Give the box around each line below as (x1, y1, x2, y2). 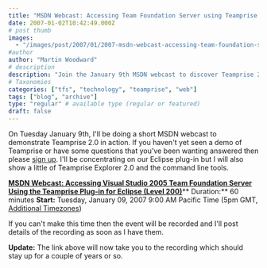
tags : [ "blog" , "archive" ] (8, 93, 98, 101)
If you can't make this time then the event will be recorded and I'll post (8, 219, 238, 228)
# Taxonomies (8, 78, 52, 86)
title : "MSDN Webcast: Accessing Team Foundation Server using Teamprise (8, 11, 258, 20)
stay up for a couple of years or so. (8, 251, 123, 260)
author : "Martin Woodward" (8, 56, 98, 64)
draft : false (8, 108, 52, 116)
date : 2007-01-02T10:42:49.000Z (8, 19, 115, 27)
